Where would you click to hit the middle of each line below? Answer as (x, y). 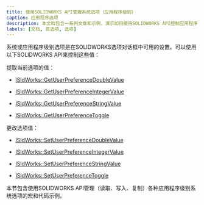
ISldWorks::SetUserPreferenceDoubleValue (69, 140)
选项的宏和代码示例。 (38, 196)
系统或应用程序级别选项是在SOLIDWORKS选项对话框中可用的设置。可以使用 (101, 47)
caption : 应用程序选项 (32, 18)
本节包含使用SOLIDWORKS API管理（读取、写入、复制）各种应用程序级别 (98, 188)
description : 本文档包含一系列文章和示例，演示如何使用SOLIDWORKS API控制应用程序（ (104, 23)
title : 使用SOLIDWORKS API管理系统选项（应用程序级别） (71, 12)
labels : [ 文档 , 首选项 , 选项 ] (41, 29)
